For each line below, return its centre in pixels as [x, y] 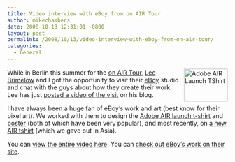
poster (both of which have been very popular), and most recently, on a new [117, 123]
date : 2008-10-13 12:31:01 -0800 [56, 27]
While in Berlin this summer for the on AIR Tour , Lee [81, 72]
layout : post [26, 33]
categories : [24, 46]
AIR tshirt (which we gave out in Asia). [62, 131]
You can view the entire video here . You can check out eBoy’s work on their [116, 144]
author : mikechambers [39, 20]
